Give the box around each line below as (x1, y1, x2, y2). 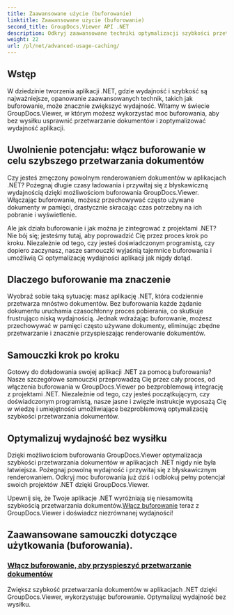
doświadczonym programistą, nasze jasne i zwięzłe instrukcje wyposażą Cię (7, 398, 226, 406)
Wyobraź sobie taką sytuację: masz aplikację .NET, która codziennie (7, 292, 203, 300)
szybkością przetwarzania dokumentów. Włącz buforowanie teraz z (7, 501, 200, 510)
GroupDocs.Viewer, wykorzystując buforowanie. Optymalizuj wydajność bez (7, 593, 226, 601)
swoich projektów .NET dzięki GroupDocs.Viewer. (7, 481, 150, 489)
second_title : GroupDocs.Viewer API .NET (7, 23, 130, 30)
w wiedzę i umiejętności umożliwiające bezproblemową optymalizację (7, 405, 208, 413)
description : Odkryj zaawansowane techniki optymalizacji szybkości (7, 29, 210, 37)
